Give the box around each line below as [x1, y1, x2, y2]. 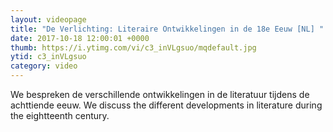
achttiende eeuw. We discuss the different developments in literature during [10, 99, 323, 111]
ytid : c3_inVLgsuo [10, 52, 87, 62]
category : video [10, 61, 78, 71]
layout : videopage [10, 14, 87, 25]
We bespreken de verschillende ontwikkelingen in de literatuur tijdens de [10, 89, 310, 100]
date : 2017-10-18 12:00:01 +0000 [10, 33, 150, 43]
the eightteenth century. [10, 110, 110, 121]
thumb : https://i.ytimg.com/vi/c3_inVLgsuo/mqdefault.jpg [10, 42, 257, 53]
